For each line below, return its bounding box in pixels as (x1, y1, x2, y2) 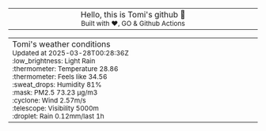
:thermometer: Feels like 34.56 (12, 73, 108, 81)
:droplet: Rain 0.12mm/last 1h (12, 112, 104, 121)
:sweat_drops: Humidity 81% (12, 80, 102, 89)
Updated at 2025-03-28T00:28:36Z (12, 49, 129, 58)
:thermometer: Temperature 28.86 (12, 65, 119, 73)
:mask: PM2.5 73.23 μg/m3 (12, 88, 98, 97)
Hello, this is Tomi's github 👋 (80, 9, 186, 20)
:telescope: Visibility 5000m (12, 104, 99, 113)
